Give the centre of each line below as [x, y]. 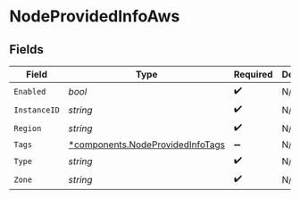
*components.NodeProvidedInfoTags [147, 145]
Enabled [30, 91]
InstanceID [37, 110]
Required [254, 75]
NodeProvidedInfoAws [95, 17]
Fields [27, 50]
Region [28, 128]
